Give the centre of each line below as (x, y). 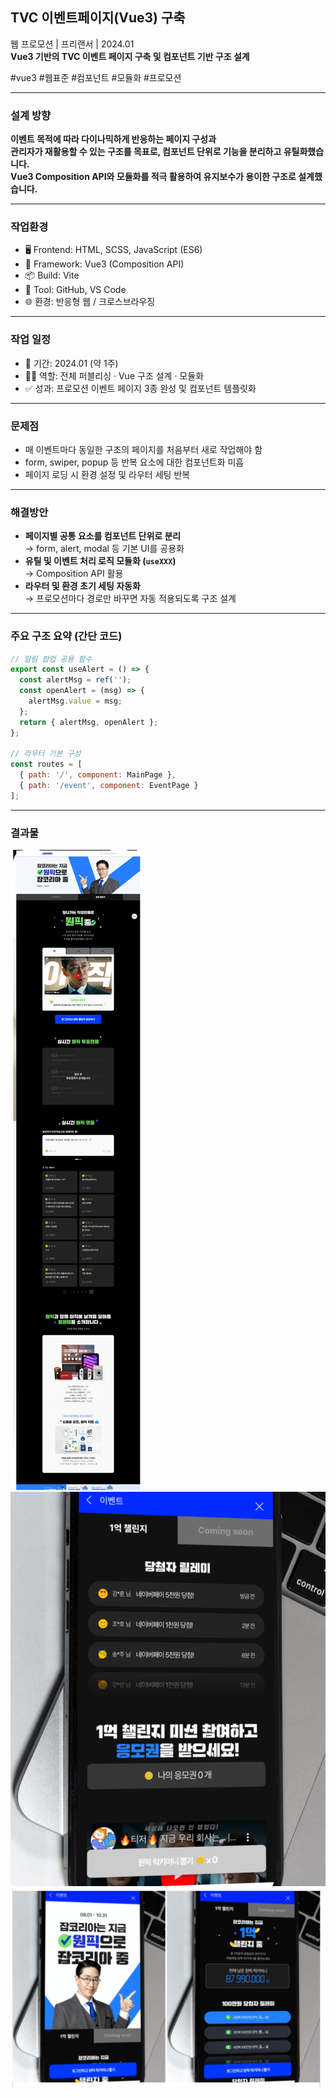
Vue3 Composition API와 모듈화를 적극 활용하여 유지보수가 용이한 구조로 (153, 177)
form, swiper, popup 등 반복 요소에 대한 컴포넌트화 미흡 (134, 462)
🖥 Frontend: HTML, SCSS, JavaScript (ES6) (113, 250)
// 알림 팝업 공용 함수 (51, 659)
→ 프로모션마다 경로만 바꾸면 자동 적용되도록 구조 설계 (130, 599)
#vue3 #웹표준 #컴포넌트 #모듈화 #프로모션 (96, 77)
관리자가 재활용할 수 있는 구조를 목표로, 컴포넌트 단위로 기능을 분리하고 (146, 152)
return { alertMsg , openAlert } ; (89, 722)
